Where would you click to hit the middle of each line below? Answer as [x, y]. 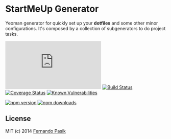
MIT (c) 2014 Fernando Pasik [36, 131]
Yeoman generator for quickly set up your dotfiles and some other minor [82, 23]
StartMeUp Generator [52, 9]
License [18, 119]
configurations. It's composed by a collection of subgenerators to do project [86, 28]
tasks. [12, 34]
